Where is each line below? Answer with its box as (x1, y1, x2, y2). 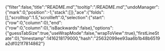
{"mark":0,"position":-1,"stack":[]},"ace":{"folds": (5, 9, 105, 15)
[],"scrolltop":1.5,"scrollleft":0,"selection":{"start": (5, 15, 106, 20)
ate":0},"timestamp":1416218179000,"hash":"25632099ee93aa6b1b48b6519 (5, 35, 160, 41)
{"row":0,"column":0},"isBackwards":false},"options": (5, 25, 114, 31)
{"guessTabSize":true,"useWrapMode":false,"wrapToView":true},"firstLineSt (5, 30, 160, 36)
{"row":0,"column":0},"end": (5, 20, 63, 25)
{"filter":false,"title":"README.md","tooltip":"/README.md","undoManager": (5, 4, 160, 10)
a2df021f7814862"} (5, 41, 45, 46)
